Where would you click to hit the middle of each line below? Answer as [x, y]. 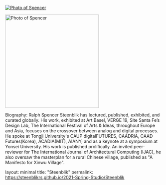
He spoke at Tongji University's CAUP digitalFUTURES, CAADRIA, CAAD [79, 136]
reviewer [14, 152]
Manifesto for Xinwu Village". [35, 162]
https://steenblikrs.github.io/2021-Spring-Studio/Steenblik [65, 177]
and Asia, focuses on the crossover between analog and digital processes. [82, 131]
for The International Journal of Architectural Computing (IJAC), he [92, 152]
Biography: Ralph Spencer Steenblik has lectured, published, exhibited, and [83, 115]
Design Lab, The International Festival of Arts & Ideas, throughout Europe [80, 125]
